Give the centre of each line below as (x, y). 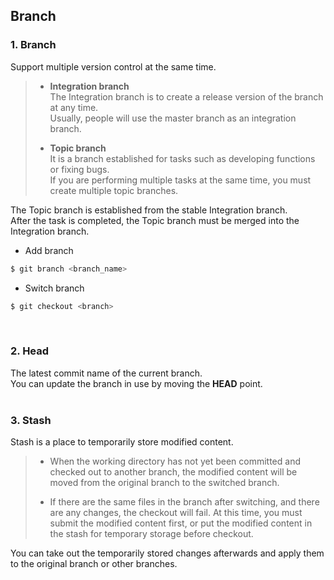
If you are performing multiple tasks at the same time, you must (180, 180)
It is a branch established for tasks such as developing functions (182, 158)
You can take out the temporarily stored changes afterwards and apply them (167, 553)
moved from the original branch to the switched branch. (164, 483)
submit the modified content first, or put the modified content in (181, 523)
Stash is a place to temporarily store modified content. (122, 442)
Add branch (49, 250)
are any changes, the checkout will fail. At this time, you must (176, 513)
